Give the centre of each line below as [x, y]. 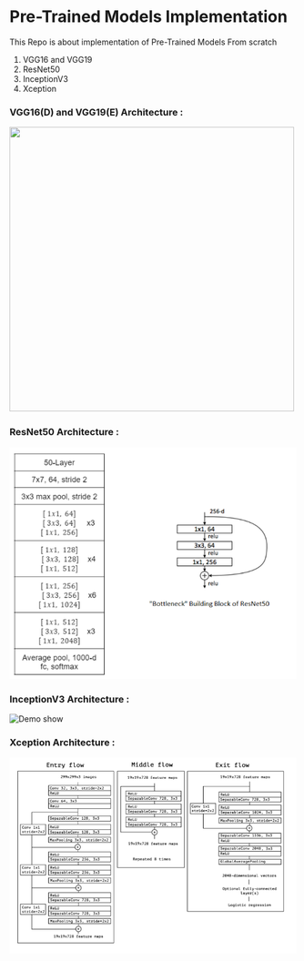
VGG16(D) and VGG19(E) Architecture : [96, 112]
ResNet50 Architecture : [65, 432]
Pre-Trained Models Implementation [149, 17]
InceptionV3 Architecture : [70, 700]
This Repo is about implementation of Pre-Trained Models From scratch [143, 42]
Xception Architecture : [62, 743]
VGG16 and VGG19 [57, 59]
